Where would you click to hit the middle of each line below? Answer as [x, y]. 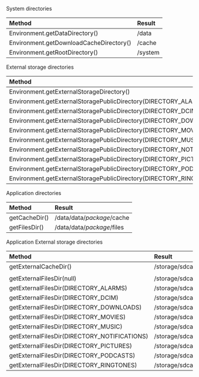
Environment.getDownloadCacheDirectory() [70, 43]
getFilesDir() [27, 227]
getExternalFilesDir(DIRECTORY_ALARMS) [68, 288]
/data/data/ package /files [89, 227]
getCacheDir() [29, 218]
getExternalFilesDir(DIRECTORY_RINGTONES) [73, 365]
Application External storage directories [54, 242]
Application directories [34, 193]
